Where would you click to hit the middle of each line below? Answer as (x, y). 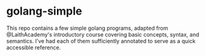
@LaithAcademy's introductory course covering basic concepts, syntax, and (103, 34)
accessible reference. (34, 47)
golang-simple (44, 11)
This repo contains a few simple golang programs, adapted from (87, 28)
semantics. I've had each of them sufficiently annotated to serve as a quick (101, 41)
